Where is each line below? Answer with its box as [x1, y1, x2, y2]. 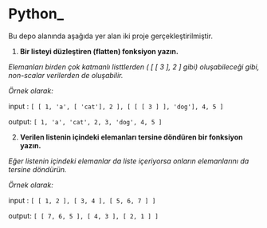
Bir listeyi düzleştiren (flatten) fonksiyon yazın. [19, 46, 179, 56]
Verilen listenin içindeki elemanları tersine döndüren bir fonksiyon [19, 132, 243, 142]
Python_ [8, 5, 65, 23]
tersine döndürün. [8, 164, 67, 174]
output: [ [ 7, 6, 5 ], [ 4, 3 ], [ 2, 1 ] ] [8, 210, 159, 220]
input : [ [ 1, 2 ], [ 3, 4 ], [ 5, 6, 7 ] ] [8, 195, 156, 205]
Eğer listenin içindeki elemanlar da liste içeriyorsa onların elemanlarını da [8, 156, 249, 166]
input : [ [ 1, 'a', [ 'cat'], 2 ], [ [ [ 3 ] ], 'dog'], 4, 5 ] [8, 101, 224, 111]
